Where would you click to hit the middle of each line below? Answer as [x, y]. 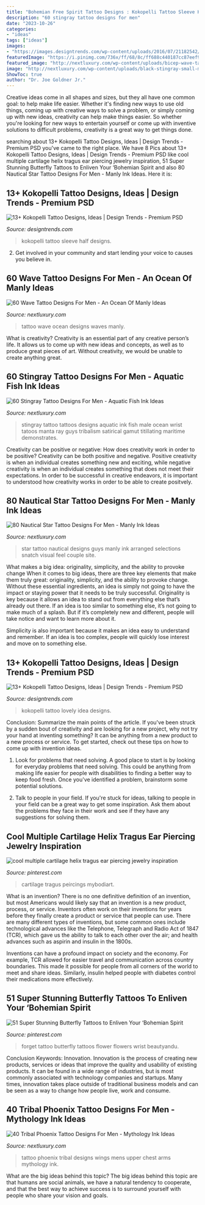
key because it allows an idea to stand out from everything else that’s [93, 599]
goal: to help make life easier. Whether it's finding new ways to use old [95, 104]
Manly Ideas [30, 288]
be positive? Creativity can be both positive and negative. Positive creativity [102, 456]
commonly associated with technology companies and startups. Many [95, 1078]
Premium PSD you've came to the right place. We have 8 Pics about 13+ [97, 148]
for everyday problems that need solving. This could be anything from [103, 767]
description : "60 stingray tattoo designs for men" [73, 18]
